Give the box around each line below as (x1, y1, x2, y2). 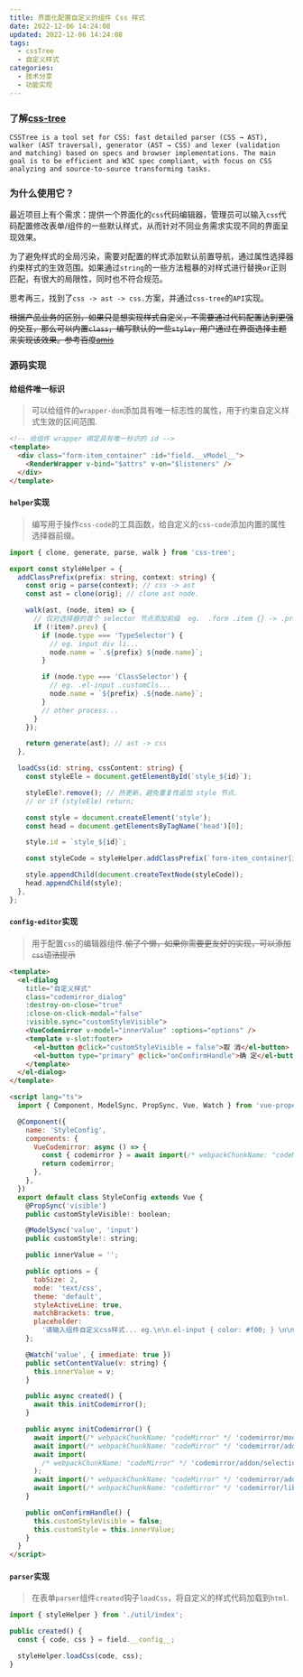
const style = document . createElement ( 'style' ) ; (25, 813, 212, 822)
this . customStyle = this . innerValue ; (32, 1524, 176, 1534)
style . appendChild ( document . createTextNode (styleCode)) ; (25, 870, 244, 880)
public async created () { (25, 1392, 124, 1401)
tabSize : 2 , (32, 1274, 78, 1284)
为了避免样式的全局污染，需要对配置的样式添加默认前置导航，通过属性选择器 (9, 251, 294, 262)
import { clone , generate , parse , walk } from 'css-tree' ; (9, 548, 236, 557)
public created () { (9, 1626, 83, 1636)
